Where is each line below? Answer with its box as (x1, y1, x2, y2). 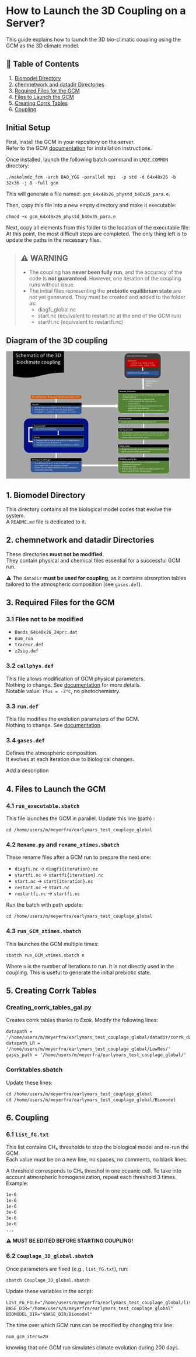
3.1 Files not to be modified (6, 615, 83, 623)
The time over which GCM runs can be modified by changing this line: (6, 1321, 174, 1328)
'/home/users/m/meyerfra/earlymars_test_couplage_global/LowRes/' (6, 1046, 171, 1052)
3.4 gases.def (6, 736, 45, 744)
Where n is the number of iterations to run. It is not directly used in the (6, 962, 174, 969)
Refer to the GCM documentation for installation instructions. (6, 145, 152, 152)
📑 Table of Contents (6, 59, 79, 69)
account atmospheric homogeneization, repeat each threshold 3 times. (6, 1174, 177, 1181)
